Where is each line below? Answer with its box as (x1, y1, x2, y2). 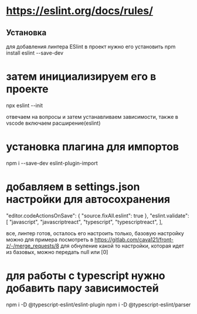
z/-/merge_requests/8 (6, 242, 60, 249)
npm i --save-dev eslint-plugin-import (6, 159, 98, 166)
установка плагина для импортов (6, 140, 179, 153)
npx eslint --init (6, 102, 43, 109)
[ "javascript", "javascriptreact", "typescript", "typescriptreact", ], (6, 218, 163, 225)
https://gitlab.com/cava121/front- (94, 236, 174, 243)
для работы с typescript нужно (6, 269, 165, 282)
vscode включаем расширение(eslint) (6, 119, 101, 126)
